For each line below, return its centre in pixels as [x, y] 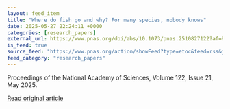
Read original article [35, 98]
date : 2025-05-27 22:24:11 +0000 [55, 26]
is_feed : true [27, 45]
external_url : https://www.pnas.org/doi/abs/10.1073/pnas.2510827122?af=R [116, 39]
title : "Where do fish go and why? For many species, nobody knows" [107, 20]
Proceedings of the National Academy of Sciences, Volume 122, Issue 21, [110, 77]
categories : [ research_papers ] [52, 33]
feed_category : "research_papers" [56, 58]
